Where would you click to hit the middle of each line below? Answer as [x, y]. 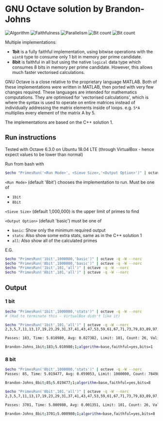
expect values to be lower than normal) [44, 154]
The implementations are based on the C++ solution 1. [59, 122]
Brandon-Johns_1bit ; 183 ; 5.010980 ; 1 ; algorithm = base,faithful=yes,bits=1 [79, 347]
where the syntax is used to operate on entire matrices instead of [70, 102]
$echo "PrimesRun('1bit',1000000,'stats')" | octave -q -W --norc [73, 311]
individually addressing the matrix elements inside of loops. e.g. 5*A [73, 108]
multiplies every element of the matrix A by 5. [50, 112]
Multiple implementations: [31, 42]
